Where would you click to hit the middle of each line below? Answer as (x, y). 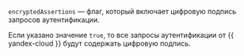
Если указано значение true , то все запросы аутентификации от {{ (121, 35)
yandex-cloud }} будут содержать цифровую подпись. (100, 43)
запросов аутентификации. (54, 20)
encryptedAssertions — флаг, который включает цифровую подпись (122, 11)
